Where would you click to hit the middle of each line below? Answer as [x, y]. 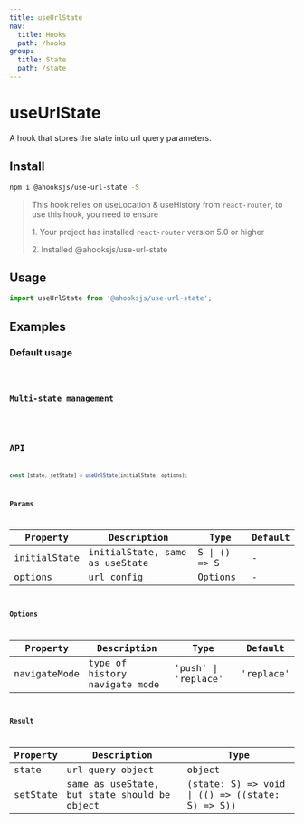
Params [22, 504]
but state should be [119, 795]
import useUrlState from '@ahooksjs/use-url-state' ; [111, 298]
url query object [110, 770]
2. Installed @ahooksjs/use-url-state [100, 249]
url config [115, 577]
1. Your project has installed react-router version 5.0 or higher [148, 232]
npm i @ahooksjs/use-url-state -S [75, 187]
